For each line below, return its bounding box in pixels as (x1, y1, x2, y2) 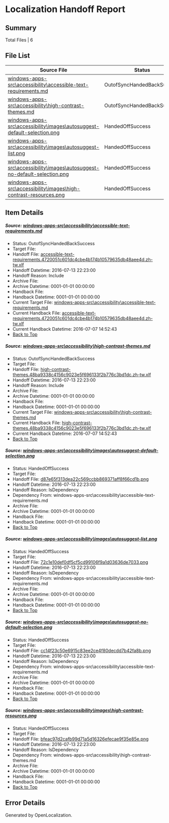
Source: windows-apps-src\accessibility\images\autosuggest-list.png (5, 536, 157, 542)
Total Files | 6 (5, 37, 33, 43)
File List (5, 51, 30, 60)
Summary (5, 24, 37, 32)
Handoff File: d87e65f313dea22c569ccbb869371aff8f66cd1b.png (12, 476, 149, 482)
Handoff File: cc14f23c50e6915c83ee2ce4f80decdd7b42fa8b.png (12, 648, 151, 654)
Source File (39, 66, 68, 73)
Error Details (5, 799, 45, 807)
